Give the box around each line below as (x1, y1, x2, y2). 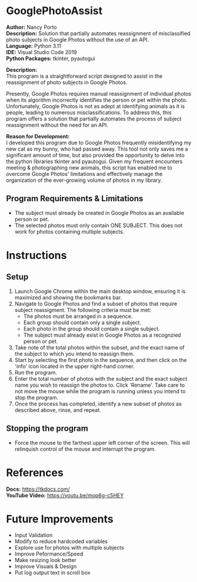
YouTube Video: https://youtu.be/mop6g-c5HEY (6, 491, 124, 498)
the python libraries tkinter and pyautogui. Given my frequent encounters (6, 158, 183, 165)
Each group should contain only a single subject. (23, 319, 142, 326)
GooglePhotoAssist (6, 4, 103, 18)
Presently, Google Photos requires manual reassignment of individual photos (6, 90, 192, 97)
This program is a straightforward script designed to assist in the (6, 72, 163, 79)
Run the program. (14, 369, 58, 376)
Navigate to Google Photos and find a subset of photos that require (14, 300, 178, 307)
